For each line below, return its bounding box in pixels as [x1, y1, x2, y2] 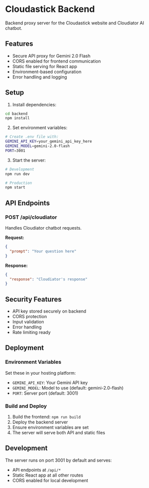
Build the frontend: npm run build [12, 414, 81, 420]
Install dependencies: [12, 101, 57, 107]
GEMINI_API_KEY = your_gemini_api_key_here [5, 139, 92, 144]
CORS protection [12, 314, 47, 320]
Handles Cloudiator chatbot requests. [5, 225, 82, 231]
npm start [5, 185, 26, 190]
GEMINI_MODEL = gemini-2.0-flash [5, 144, 70, 149]
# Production [5, 180, 32, 185]
